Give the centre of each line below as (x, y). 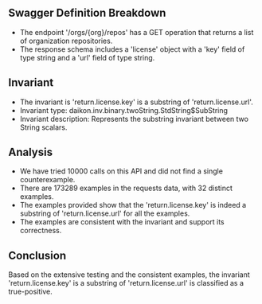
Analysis (31, 152)
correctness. (41, 231)
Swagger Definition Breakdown (87, 13)
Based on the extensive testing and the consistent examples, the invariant (129, 275)
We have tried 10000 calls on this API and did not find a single (121, 171)
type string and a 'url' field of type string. (87, 57)
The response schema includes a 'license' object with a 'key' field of (132, 49)
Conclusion (37, 255)
